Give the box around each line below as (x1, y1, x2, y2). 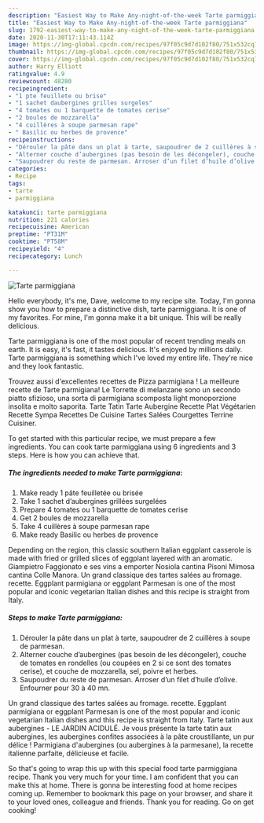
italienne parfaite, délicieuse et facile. (8, 748, 130, 758)
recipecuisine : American (8, 223, 90, 231)
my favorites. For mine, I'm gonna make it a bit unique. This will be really (8, 312, 242, 322)
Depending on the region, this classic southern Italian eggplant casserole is (8, 545, 252, 554)
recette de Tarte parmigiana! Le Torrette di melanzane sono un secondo (8, 384, 241, 394)
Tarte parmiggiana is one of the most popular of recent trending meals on (8, 336, 246, 346)
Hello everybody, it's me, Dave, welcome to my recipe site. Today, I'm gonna (8, 296, 256, 305)
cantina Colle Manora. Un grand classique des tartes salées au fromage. (8, 570, 242, 579)
